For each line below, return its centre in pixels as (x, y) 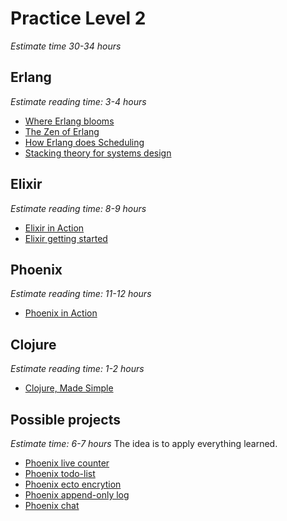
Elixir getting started (66, 238)
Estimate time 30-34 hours (66, 46)
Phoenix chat (52, 505)
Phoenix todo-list (60, 473)
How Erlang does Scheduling (84, 142)
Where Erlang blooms (69, 121)
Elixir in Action (54, 228)
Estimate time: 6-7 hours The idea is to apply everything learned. (144, 443)
